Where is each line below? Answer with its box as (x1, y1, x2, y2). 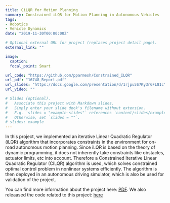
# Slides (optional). (5, 96, 51, 101)
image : (5, 54, 19, 59)
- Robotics (5, 21, 28, 27)
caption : (10, 59, 28, 64)
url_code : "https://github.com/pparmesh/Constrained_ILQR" (5, 73, 133, 78)
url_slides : (5, 82, 30, 87)
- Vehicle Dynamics (5, 26, 47, 31)
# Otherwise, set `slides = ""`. (5, 115, 80, 120)
